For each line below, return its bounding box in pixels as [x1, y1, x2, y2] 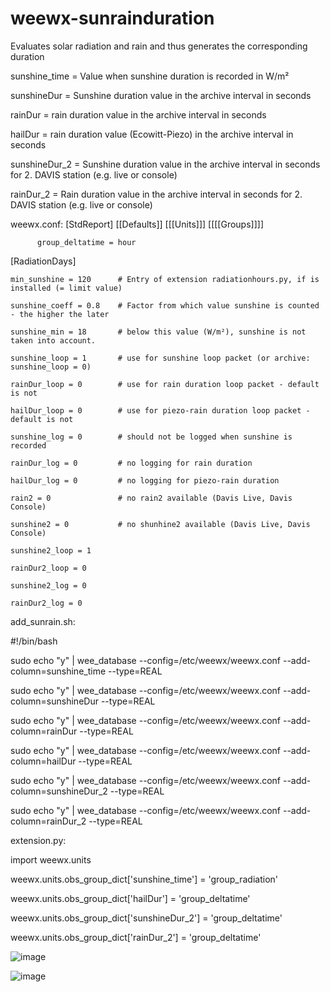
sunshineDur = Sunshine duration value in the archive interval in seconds [10, 89, 312, 101]
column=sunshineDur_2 [10, 785, 108, 797]
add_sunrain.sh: [10, 615, 76, 627]
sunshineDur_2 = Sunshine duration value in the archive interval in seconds [10, 158, 321, 170]
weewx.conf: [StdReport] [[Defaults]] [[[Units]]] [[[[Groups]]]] [10, 218, 264, 230]
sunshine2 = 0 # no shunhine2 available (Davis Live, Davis [10, 519, 311, 529]
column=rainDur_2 [10, 815, 87, 827]
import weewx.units [10, 853, 92, 866]
